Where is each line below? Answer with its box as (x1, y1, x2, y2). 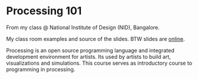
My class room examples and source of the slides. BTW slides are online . (6, 35, 186, 42)
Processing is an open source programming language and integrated (6, 46, 174, 54)
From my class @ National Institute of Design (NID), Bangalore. (6, 24, 160, 31)
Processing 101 (6, 4, 82, 18)
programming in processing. (6, 65, 76, 72)
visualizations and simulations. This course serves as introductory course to (6, 59, 193, 67)
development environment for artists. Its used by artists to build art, (6, 53, 171, 60)
